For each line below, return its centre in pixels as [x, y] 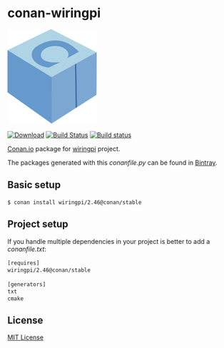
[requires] [24, 263]
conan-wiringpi [54, 13]
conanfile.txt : [27, 249]
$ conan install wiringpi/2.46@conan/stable [75, 202]
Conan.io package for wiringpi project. [64, 148]
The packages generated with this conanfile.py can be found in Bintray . [112, 163]
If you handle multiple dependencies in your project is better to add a [109, 241]
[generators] [27, 284]
